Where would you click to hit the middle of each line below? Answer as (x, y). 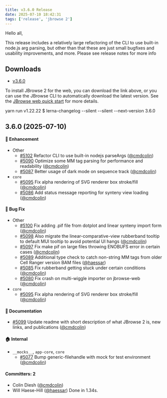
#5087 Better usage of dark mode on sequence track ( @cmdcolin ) (88, 171)
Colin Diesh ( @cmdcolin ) (38, 385)
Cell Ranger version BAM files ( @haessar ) (63, 262)
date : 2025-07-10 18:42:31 (33, 14)
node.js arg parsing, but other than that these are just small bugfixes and (80, 48)
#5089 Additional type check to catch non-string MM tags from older (91, 257)
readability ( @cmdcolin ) (44, 166)
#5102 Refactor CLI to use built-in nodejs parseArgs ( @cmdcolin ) (86, 155)
